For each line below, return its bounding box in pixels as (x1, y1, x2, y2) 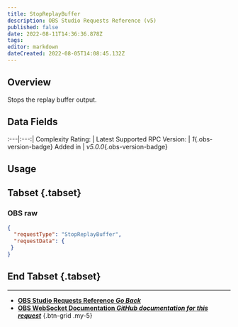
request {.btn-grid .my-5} (17, 311, 93, 320)
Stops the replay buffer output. (7, 95, 97, 104)
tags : (7, 37, 23, 44)
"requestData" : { (13, 237, 65, 245)
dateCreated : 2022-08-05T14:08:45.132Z (7, 50, 125, 58)
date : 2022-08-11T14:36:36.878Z (7, 30, 103, 38)
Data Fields (7, 116, 58, 128)
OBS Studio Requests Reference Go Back (17, 296, 142, 304)
